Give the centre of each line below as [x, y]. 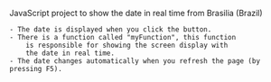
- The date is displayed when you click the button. [111, 30]
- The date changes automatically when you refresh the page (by [135, 61]
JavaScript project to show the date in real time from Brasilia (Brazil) [136, 13]
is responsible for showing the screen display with [127, 45]
